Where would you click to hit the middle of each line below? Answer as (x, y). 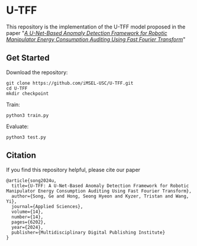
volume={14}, (28, 212)
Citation (21, 156)
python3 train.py (28, 115)
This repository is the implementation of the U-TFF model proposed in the (96, 27)
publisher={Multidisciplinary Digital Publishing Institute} (88, 232)
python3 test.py (26, 137)
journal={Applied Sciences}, (47, 206)
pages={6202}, (29, 222)
